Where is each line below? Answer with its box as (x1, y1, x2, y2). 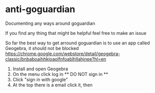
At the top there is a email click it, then (12, 82, 93, 88)
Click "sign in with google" (12, 76, 68, 82)
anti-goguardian (5, 4, 75, 15)
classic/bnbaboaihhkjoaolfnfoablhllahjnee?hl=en (5, 56, 106, 62)
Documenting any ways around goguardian (5, 20, 95, 26)
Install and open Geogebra (12, 66, 68, 72)
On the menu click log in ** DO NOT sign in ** (12, 71, 108, 77)
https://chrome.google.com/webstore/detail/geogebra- (5, 51, 121, 57)
